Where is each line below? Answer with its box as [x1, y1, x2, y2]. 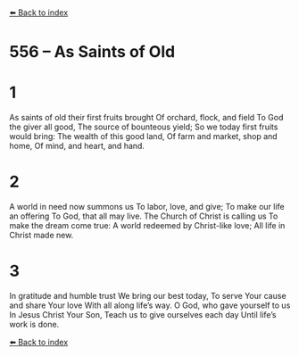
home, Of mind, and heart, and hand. [9, 141, 145, 152]
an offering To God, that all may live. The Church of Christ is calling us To [9, 211, 278, 221]
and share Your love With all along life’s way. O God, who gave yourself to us [9, 300, 291, 310]
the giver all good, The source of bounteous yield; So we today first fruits [9, 121, 278, 132]
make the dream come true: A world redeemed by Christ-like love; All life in [9, 220, 286, 231]
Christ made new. [9, 230, 74, 241]
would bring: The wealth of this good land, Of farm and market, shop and [9, 131, 278, 142]
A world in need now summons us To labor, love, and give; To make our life [9, 202, 285, 212]
